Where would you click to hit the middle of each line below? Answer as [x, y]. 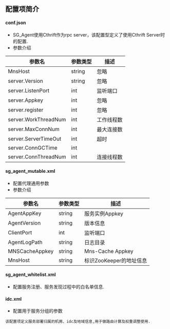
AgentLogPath [25, 242]
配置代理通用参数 [31, 183]
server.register [26, 109]
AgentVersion [24, 223]
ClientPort [20, 232]
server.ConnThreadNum [37, 157]
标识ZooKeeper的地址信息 [116, 260]
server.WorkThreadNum [37, 119]
